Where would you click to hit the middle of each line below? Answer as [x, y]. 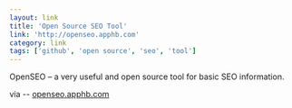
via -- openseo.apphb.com [59, 94]
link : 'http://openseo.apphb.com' [75, 34]
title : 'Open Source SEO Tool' [68, 26]
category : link [38, 43]
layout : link [34, 18]
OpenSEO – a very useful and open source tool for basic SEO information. [147, 76]
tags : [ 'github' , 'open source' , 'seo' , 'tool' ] [103, 51]
